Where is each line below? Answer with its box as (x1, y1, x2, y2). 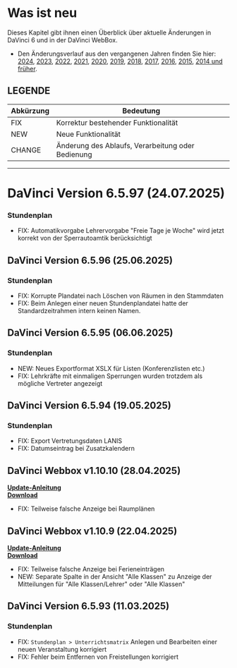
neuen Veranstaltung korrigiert (17, 645, 107, 653)
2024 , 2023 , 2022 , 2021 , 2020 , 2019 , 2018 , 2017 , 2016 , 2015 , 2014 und (17, 56, 224, 65)
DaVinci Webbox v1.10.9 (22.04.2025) (7, 525, 178, 537)
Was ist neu (7, 5, 78, 21)
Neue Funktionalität (56, 129, 121, 139)
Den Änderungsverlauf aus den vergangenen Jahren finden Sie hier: (17, 49, 217, 58)
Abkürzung (11, 106, 49, 116)
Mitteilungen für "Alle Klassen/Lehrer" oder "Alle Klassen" (17, 580, 186, 588)
